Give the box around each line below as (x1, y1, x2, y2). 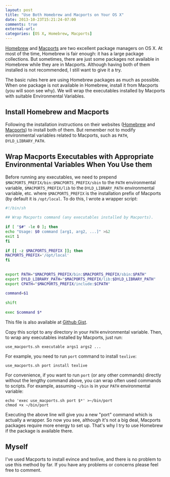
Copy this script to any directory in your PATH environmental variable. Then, (5, 329, 162, 335)
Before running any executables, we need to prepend (5, 174, 117, 180)
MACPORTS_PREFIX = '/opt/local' (5, 253, 70, 258)
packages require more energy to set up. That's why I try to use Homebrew (5, 422, 163, 429)
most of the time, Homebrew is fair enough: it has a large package (5, 51, 144, 57)
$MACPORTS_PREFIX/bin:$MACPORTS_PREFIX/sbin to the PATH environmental (5, 179, 156, 185)
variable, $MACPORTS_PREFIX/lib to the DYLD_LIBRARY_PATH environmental (5, 185, 155, 191)
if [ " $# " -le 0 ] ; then (5, 224, 58, 230)
